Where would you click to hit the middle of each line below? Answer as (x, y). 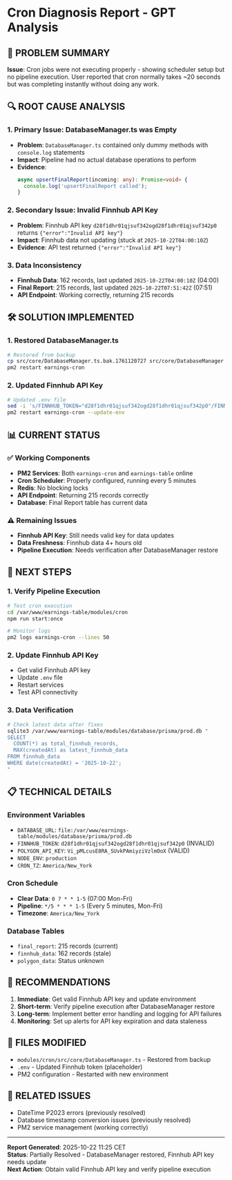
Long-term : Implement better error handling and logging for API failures (119, 1014)
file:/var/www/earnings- (94, 830)
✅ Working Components (49, 458)
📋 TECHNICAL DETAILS (59, 792)
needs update (27, 1161)
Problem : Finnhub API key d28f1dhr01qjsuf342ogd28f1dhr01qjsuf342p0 (117, 225)
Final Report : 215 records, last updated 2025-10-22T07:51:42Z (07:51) (115, 287)
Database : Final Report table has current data (82, 502)
